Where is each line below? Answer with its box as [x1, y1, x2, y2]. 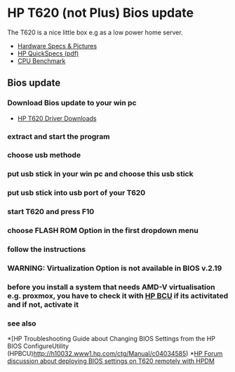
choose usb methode [7, 150, 81, 160]
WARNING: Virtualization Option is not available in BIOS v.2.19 [7, 263, 222, 273]
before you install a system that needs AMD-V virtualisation [7, 282, 215, 292]
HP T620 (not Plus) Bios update [7, 5, 194, 21]
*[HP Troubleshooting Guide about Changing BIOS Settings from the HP [7, 335, 216, 343]
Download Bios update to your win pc [7, 98, 137, 108]
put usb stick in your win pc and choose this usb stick [7, 169, 194, 179]
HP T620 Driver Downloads [17, 114, 97, 122]
